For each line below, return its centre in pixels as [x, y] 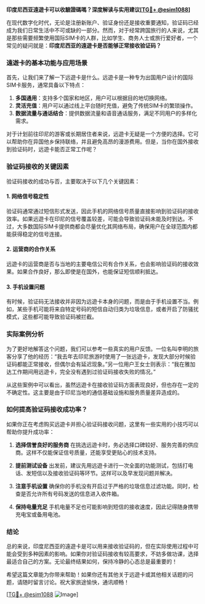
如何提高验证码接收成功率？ [47, 409]
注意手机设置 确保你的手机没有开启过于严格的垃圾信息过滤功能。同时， [104, 486]
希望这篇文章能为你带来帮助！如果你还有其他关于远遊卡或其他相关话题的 [97, 575]
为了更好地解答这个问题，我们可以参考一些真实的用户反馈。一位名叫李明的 [100, 349]
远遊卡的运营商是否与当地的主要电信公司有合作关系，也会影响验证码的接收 [100, 264]
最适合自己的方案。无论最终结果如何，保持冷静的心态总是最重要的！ [92, 562]
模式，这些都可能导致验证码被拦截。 [52, 317]
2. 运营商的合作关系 [31, 249]
